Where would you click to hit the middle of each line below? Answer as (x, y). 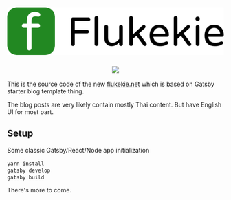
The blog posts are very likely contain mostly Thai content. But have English (114, 104)
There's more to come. (40, 190)
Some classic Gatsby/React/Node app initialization (78, 150)
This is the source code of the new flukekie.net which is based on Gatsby (111, 84)
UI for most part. (30, 112)
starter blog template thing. (46, 91)
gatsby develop (29, 170)
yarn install (26, 164)
